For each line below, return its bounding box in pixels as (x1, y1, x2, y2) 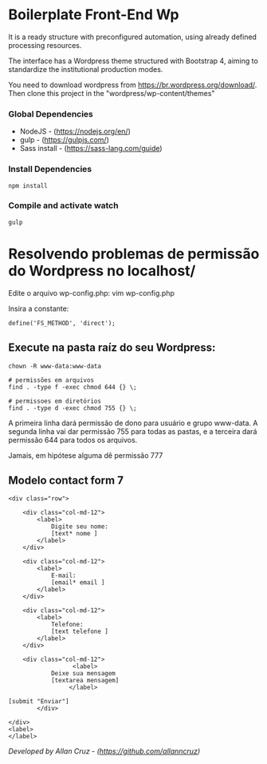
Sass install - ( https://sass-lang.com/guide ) (19, 144, 163, 153)
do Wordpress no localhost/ (8, 262, 196, 281)
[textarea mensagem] (50, 677, 120, 685)
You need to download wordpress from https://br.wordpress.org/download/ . (8, 80, 257, 90)
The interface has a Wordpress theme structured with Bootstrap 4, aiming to (8, 56, 259, 66)
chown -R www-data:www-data (8, 362, 102, 370)
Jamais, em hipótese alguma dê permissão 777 (8, 450, 163, 460)
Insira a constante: (8, 304, 69, 313)
